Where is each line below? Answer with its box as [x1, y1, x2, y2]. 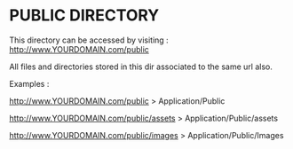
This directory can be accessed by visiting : [9, 35, 169, 45]
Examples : [9, 78, 50, 89]
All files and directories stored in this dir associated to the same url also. [9, 61, 273, 72]
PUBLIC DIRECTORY [9, 5, 160, 26]
